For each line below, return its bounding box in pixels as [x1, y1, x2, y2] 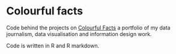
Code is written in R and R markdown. [6, 42, 100, 49]
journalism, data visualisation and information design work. [6, 30, 152, 37]
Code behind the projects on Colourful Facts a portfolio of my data [6, 24, 171, 31]
